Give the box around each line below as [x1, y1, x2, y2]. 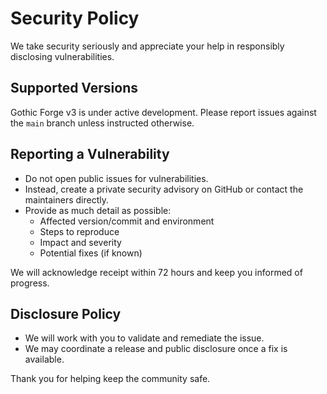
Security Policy [10, 7, 140, 30]
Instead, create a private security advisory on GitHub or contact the [24, 183, 304, 195]
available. [24, 353, 65, 366]
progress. [10, 277, 50, 289]
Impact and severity [39, 236, 122, 248]
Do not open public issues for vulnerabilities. [24, 172, 209, 184]
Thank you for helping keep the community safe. [10, 373, 211, 385]
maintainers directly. [24, 193, 110, 206]
